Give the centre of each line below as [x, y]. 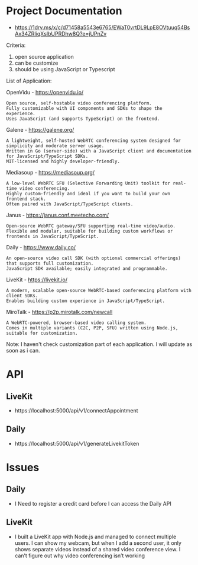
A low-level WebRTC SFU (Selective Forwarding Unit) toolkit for [88, 183]
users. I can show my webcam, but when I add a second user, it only [98, 543]
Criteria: [16, 45]
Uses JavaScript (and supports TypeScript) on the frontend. [83, 119]
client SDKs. [22, 296]
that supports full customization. [50, 263]
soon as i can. [23, 350]
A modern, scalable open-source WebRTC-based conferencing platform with [99, 290]
